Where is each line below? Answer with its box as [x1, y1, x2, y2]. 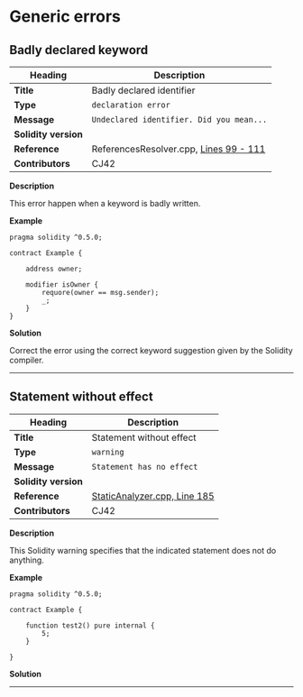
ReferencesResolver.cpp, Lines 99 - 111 [91, 142, 266, 155]
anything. [9, 555, 45, 565]
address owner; [25, 264, 83, 273]
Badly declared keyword [9, 42, 149, 58]
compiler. [9, 354, 44, 365]
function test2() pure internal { [25, 620, 155, 630]
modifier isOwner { [25, 280, 99, 289]
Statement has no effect [91, 462, 198, 472]
